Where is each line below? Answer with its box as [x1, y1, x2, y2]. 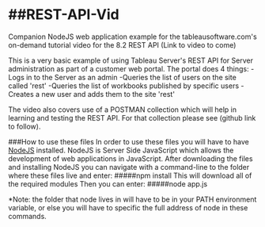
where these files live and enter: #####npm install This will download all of [8, 171, 252, 180]
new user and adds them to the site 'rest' [41, 89, 176, 98]
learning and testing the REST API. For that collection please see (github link [8, 113, 256, 122]
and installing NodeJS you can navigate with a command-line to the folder [8, 162, 250, 171]
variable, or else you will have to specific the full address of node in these [8, 202, 248, 212]
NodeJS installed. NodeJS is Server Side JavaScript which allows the [8, 145, 234, 155]
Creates [8, 89, 34, 98]
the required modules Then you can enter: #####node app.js [8, 179, 208, 188]
